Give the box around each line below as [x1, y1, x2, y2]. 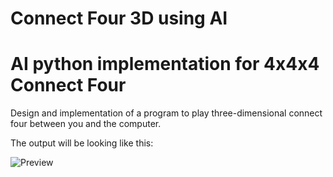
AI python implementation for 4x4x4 [10, 53, 320, 76]
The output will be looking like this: [10, 137, 154, 149]
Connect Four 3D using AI [10, 7, 228, 30]
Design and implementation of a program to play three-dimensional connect [10, 107, 323, 119]
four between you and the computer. [10, 118, 162, 130]
